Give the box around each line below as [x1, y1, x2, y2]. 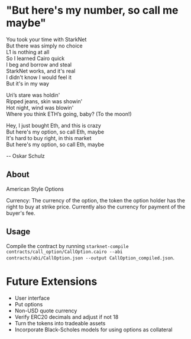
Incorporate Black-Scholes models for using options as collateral [14, 326, 173, 333]
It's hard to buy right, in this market [6, 134, 92, 141]
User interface [14, 294, 50, 302]
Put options [14, 300, 43, 308]
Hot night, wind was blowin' [6, 104, 74, 111]
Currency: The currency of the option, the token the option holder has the [6, 197, 185, 204]
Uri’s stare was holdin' [6, 91, 60, 99]
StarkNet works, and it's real [6, 67, 76, 74]
